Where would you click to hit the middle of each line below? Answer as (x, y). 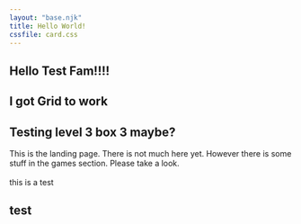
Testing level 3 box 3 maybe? (93, 132)
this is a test (31, 182)
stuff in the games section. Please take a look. (94, 163)
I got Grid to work (58, 101)
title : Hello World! (48, 26)
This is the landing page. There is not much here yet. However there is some (150, 153)
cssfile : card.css (44, 34)
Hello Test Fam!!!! (60, 71)
